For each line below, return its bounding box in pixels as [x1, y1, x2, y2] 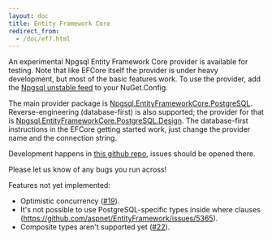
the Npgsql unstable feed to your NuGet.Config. [8, 83, 168, 93]
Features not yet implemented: [8, 181, 111, 190]
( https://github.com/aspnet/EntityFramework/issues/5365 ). [19, 213, 218, 224]
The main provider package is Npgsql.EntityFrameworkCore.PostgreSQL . [8, 98, 253, 108]
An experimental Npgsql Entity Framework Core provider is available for [8, 57, 248, 67]
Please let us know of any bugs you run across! [8, 164, 167, 175]
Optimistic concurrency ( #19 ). [19, 196, 120, 206]
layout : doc [8, 11, 49, 20]
